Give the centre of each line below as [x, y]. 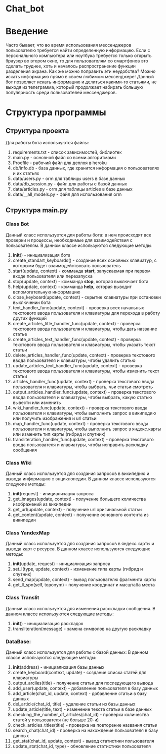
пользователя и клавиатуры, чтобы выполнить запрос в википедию [84, 413]
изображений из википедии [42, 504]
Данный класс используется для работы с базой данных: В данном [77, 652]
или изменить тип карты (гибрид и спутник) [59, 434]
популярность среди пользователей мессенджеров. [61, 93]
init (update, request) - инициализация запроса [62, 564]
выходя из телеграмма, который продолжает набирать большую [74, 87]
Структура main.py [37, 210]
